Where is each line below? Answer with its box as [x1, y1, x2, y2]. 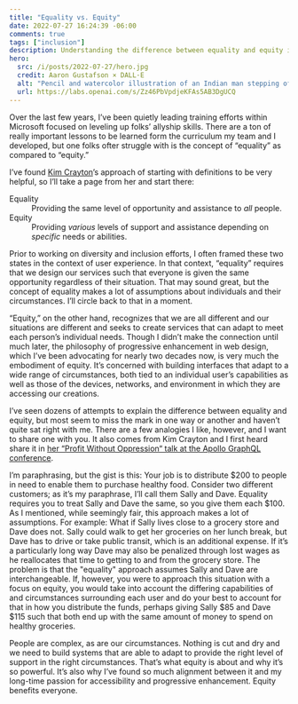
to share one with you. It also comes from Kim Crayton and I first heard [9, 433, 269, 444]
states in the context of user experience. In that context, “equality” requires [9, 257, 284, 268]
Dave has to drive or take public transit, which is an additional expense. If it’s [9, 535, 288, 546]
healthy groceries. [9, 621, 76, 631]
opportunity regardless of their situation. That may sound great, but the [9, 276, 270, 287]
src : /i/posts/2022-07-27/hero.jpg [17, 63, 149, 72]
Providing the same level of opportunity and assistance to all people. [31, 202, 282, 213]
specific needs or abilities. [31, 231, 128, 241]
